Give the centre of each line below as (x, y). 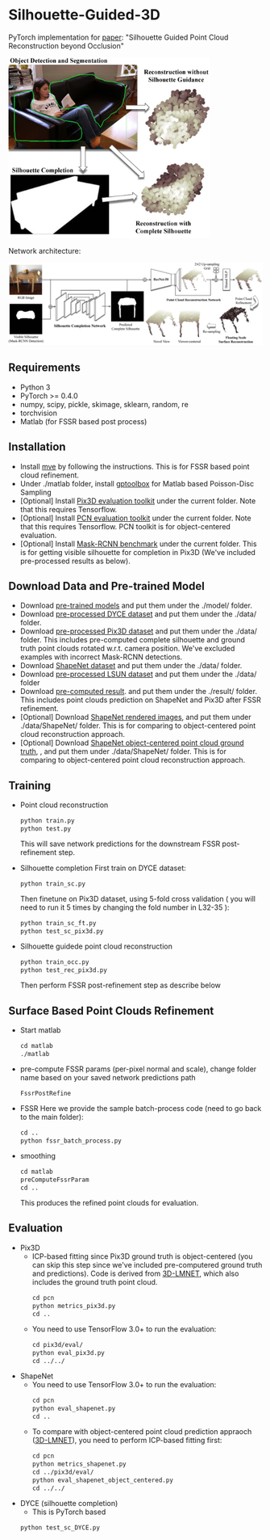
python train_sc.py (53, 884)
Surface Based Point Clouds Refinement (111, 1010)
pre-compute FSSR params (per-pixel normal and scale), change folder (138, 1069)
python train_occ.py (54, 962)
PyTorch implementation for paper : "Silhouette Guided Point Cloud (118, 37)
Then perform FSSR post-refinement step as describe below (120, 985)
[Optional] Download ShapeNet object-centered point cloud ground (132, 743)
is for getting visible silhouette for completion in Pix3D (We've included (138, 552)
